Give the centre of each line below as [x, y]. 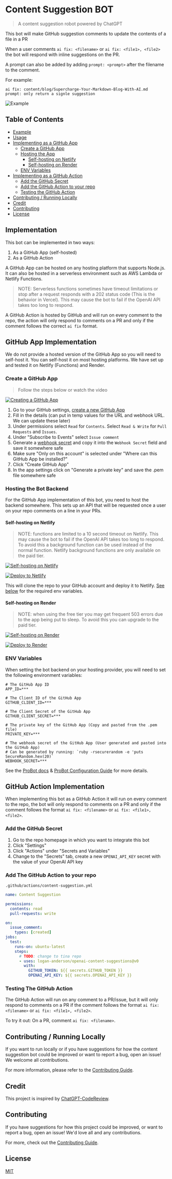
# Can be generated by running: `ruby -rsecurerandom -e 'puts [74, 752]
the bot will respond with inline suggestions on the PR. [63, 54]
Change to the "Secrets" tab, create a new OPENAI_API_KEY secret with [87, 856]
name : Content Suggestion [33, 895]
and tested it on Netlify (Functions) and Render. [55, 365]
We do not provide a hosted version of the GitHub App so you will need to [83, 354]
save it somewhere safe [38, 448]
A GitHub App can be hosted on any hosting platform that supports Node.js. [85, 268]
